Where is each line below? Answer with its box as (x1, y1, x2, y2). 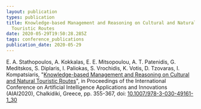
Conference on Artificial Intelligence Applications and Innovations (6, 83, 167, 91)
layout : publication (6, 8, 58, 15)
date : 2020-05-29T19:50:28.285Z (6, 31, 87, 37)
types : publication (6, 14, 55, 20)
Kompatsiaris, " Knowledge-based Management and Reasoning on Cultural (6, 71, 190, 78)
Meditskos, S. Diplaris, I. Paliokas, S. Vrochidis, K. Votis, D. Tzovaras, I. (6, 64, 180, 71)
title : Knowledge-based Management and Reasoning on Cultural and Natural (6, 20, 197, 26)
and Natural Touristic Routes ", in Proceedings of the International (6, 77, 166, 84)
